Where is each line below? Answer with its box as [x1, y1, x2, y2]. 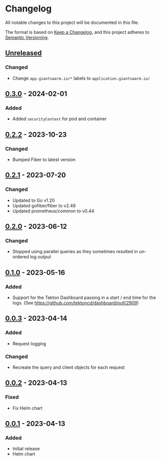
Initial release [12, 446, 40, 452]
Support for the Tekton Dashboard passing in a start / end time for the [12, 295, 156, 301]
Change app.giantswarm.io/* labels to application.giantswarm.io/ [12, 75, 151, 81]
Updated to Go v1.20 [12, 197, 55, 203]
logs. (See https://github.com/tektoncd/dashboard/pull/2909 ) [12, 300, 139, 306]
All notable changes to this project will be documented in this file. [5, 19, 140, 25]
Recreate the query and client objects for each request [12, 364, 125, 370]
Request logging [12, 340, 46, 346]
